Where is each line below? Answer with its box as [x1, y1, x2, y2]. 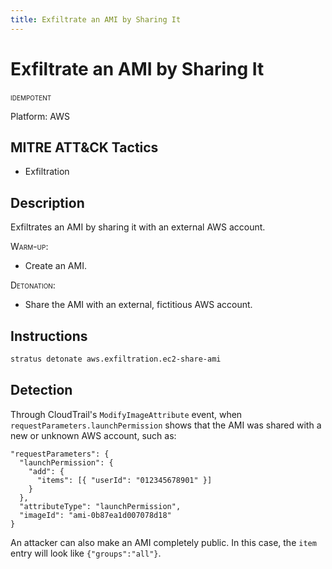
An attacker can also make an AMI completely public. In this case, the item [10, 536, 317, 548]
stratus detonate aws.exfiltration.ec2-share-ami [10, 354, 222, 364]
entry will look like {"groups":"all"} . [10, 547, 162, 559]
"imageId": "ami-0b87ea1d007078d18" [19, 510, 172, 520]
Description [10, 194, 85, 211]
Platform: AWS [10, 110, 70, 122]
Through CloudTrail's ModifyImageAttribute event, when [10, 408, 243, 420]
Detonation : [10, 279, 56, 291]
